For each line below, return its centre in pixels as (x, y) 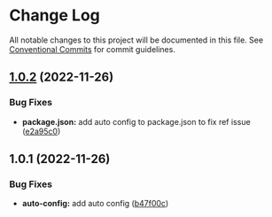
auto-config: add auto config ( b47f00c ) (95, 204)
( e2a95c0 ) (41, 131)
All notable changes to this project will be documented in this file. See (136, 40)
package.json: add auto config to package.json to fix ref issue (136, 121)
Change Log (54, 15)
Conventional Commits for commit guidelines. (92, 49)
